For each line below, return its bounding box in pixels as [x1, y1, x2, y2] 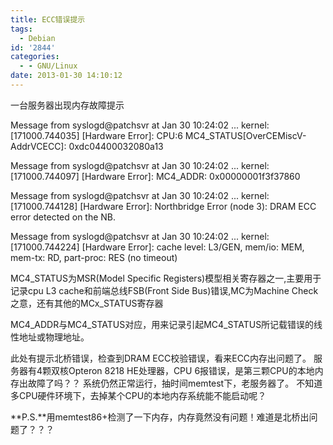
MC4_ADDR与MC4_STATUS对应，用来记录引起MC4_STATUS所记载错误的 [10, 318, 315, 330]
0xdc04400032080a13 [68, 140, 164, 152]
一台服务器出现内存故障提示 [10, 99, 125, 111]
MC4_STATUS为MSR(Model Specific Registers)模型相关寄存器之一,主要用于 [10, 272, 322, 284]
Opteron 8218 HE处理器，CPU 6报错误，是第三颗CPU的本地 [68, 364, 315, 376]
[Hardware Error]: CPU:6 [81, 129, 183, 141]
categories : [10, 52, 60, 62]
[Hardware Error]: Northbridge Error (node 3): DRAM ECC [79, 200, 317, 212]
